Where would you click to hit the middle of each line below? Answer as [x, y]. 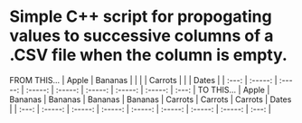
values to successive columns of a [142, 36]
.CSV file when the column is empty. [148, 55]
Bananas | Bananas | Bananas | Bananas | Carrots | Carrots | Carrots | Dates [151, 99]
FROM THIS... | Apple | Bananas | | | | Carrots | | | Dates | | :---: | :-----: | [143, 80]
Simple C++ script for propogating [141, 17]
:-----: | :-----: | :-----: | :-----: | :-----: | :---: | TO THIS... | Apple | [148, 90]
